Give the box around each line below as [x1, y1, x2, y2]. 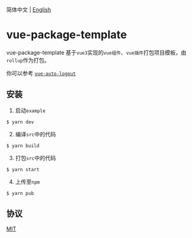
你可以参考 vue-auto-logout [6, 69, 76, 77]
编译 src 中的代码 [15, 130, 56, 137]
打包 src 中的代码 [15, 154, 56, 161]
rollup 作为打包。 [6, 56, 50, 64]
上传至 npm [15, 178, 40, 185]
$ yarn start [6, 166, 40, 172]
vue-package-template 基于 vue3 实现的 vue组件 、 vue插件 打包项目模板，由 [6, 48, 186, 56]
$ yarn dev [6, 119, 34, 125]
